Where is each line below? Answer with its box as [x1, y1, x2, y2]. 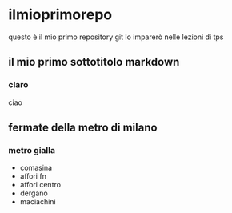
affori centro [19, 180, 62, 190]
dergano [19, 188, 48, 198]
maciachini [19, 197, 56, 207]
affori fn [19, 171, 46, 181]
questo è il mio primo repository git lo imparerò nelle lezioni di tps [8, 32, 224, 42]
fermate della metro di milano [8, 121, 158, 135]
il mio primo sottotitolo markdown [8, 55, 180, 69]
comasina [19, 163, 53, 173]
